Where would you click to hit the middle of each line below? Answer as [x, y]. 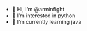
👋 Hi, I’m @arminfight [38, 9]
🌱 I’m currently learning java [46, 22]
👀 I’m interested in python [43, 15]
